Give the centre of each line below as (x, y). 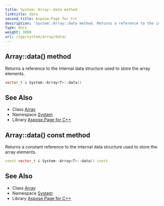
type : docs (16, 28)
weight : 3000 (18, 32)
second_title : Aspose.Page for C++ (41, 19)
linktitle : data (21, 14)
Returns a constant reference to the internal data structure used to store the (81, 147)
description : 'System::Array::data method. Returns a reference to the (79, 23)
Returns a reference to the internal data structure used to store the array (78, 68)
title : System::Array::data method (41, 10)
